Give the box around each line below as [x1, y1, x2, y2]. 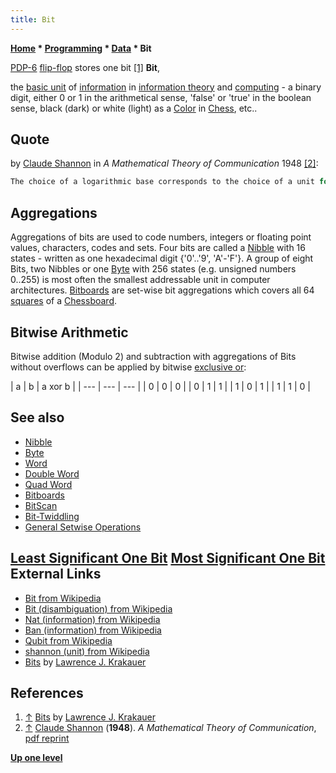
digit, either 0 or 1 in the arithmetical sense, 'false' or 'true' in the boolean [10, 91, 312, 103]
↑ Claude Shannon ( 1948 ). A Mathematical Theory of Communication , [24, 722, 317, 734]
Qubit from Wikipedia [24, 634, 113, 646]
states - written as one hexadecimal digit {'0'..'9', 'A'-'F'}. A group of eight [10, 252, 314, 265]
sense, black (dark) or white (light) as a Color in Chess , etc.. [10, 102, 258, 114]
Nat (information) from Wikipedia [24, 613, 161, 625]
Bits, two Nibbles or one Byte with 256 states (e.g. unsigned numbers [10, 263, 297, 275]
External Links [10, 566, 102, 583]
